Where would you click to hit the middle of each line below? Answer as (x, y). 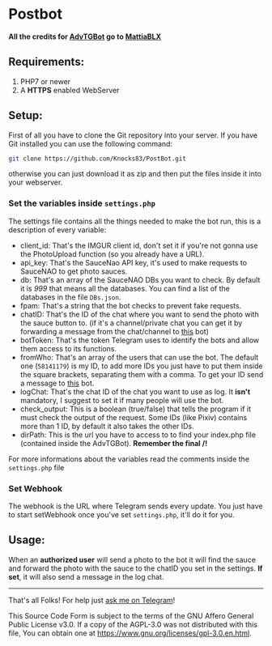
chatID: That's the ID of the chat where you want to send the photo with (139, 314)
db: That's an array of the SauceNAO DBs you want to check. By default (140, 279)
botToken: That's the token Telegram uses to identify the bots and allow (140, 340)
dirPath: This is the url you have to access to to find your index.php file (138, 435)
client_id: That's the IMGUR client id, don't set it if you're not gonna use (139, 245)
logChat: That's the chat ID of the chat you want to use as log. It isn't (135, 391)
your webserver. (36, 182)
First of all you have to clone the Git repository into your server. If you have (133, 135)
